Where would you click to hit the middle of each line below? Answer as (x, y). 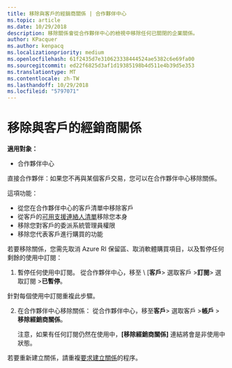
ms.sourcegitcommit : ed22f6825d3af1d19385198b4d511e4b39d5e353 (101, 66)
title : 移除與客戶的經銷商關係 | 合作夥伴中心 (67, 14)
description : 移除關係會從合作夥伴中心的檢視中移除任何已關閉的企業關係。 (103, 33)
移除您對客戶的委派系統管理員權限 (66, 225)
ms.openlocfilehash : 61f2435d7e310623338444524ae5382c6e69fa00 (101, 59)
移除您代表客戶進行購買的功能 (60, 234)
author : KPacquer (32, 40)
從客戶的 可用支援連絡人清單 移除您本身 (72, 217)
